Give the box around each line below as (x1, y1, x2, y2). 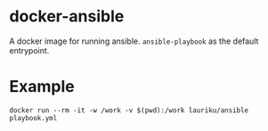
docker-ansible (9, 6, 125, 27)
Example (9, 77, 75, 97)
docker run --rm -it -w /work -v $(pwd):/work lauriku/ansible (9, 105, 249, 115)
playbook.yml (9, 113, 58, 122)
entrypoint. (9, 45, 50, 55)
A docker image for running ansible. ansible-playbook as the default (9, 36, 259, 46)
